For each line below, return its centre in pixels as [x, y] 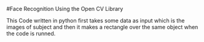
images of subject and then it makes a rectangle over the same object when [102, 27]
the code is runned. [31, 33]
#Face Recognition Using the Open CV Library [65, 9]
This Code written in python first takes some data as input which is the [96, 20]
